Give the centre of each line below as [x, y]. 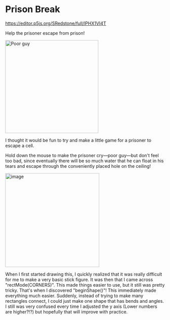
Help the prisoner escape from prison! [45, 33]
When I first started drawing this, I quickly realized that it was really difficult [84, 274]
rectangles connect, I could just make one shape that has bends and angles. [85, 301]
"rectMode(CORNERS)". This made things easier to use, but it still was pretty [85, 285]
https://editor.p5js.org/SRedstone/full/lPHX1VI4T [56, 23]
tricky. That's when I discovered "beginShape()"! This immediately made [81, 290]
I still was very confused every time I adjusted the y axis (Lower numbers [81, 306]
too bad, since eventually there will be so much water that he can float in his [84, 161]
